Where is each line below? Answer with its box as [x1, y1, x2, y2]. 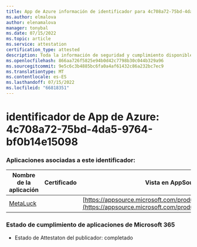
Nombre [12, 171, 36, 180]
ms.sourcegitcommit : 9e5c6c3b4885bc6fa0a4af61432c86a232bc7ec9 [6, 63, 164, 69]
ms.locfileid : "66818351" [6, 85, 69, 91]
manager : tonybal [6, 25, 49, 31]
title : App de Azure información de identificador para [6, 8, 145, 15]
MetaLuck [9, 199, 37, 208]
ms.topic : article [6, 36, 51, 42]
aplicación [9, 186, 39, 194]
